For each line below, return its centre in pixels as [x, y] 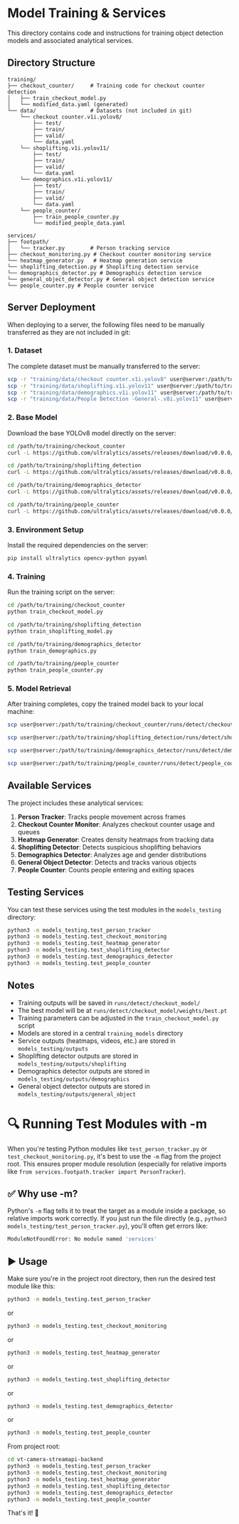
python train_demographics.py [52, 651]
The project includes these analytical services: [76, 803]
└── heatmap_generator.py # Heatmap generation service [95, 261]
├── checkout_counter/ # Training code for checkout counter [106, 86]
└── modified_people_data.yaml [79, 223]
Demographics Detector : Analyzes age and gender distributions [112, 854]
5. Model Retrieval [39, 689]
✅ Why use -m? [43, 1194]
